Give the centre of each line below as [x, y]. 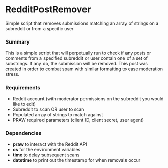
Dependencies [24, 133]
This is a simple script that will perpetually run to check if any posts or [78, 53]
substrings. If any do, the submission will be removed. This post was [77, 64]
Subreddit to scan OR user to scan [48, 109]
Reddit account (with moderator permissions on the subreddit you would [88, 98]
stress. [12, 74]
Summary [18, 41]
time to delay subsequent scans [46, 155]
